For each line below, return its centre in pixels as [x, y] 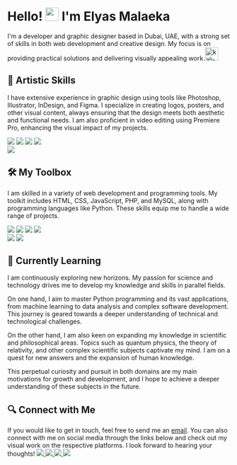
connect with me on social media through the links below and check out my [117, 438]
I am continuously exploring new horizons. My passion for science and [110, 278]
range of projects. [34, 215]
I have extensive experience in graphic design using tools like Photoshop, [114, 97]
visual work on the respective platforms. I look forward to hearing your [110, 445]
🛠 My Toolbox [40, 172]
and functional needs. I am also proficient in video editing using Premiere [114, 120]
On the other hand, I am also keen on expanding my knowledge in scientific [117, 335]
